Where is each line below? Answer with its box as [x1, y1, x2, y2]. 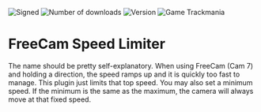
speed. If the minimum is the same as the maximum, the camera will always [8, 86, 254, 95]
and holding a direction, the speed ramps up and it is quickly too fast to [8, 69, 240, 79]
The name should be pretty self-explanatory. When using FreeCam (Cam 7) [8, 61, 254, 70]
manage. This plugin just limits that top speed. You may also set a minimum [8, 77, 253, 87]
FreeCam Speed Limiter [8, 35, 166, 53]
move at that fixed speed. [8, 95, 92, 104]
